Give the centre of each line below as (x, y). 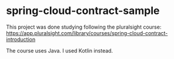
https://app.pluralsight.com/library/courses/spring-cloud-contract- (87, 33)
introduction (21, 39)
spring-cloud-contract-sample (83, 11)
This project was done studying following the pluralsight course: (84, 27)
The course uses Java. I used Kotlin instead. (60, 50)
